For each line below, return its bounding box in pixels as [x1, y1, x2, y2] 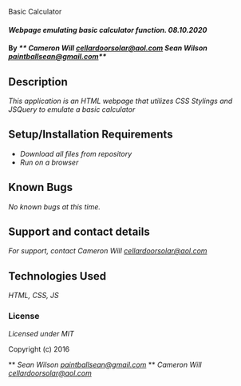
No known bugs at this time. [8, 201, 101, 211]
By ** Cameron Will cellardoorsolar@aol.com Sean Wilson [8, 43, 207, 53]
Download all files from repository [19, 149, 132, 158]
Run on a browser [19, 157, 79, 167]
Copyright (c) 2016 [8, 344, 70, 354]
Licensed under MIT [8, 328, 74, 338]
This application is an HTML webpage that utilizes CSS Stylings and [8, 96, 233, 105]
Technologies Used [8, 269, 106, 283]
